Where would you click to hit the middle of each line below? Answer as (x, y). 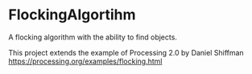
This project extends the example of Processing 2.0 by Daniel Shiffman (126, 52)
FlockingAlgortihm (72, 15)
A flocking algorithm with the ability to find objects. (93, 37)
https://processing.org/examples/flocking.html (85, 61)
